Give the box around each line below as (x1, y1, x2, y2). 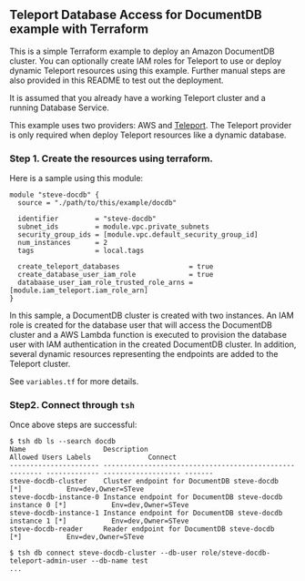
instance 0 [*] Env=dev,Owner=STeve (9, 501, 189, 510)
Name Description (9, 445, 148, 454)
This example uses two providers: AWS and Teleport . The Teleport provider (9, 119, 292, 130)
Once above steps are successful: (9, 419, 137, 431)
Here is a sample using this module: (9, 173, 144, 184)
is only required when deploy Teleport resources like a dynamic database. (9, 129, 287, 140)
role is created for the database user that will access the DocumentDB (9, 320, 273, 331)
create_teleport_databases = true (17, 262, 214, 271)
